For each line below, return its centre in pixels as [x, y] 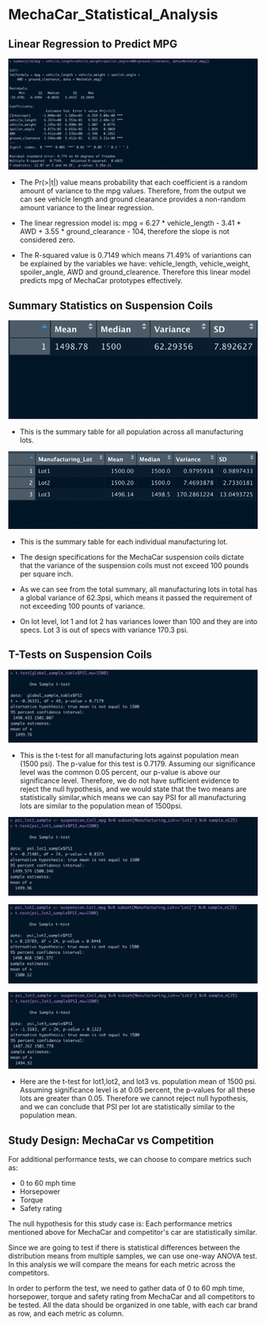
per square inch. [46, 573]
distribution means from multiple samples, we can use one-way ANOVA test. [133, 1256]
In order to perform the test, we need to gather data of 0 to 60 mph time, [127, 1288]
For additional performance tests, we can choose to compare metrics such [130, 1159]
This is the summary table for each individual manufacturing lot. [123, 542]
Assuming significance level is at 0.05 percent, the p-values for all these [137, 1090]
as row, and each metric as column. [66, 1313]
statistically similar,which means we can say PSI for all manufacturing [133, 798]
